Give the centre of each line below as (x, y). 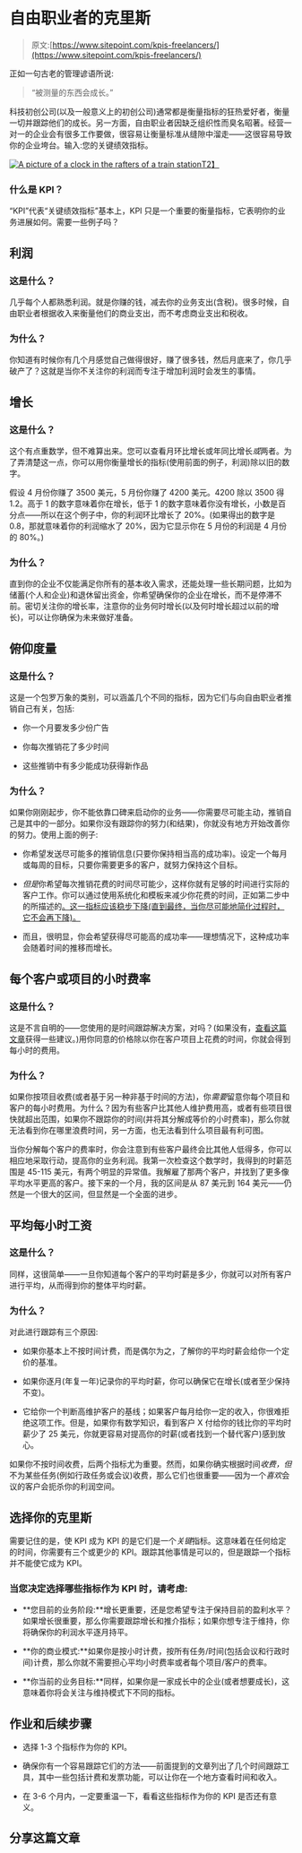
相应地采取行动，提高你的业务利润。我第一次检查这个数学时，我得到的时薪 (147, 1160)
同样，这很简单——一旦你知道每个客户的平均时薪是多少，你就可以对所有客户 (151, 1274)
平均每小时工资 (51, 1225)
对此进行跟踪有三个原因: (54, 1332)
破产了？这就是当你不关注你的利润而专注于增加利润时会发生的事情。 (135, 371)
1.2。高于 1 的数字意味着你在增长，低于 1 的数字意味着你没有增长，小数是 (144, 504)
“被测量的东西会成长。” (72, 92)
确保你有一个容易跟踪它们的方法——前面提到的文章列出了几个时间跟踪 (152, 1766)
